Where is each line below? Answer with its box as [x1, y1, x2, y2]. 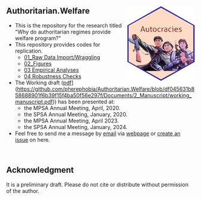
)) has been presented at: [53, 98, 115, 105]
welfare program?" [14, 34, 62, 42]
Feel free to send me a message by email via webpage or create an [14, 130, 181, 137]
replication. [14, 47, 43, 54]
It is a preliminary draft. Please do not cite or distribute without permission [6, 180, 188, 188]
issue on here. [14, 136, 50, 143]
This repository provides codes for [14, 41, 100, 48]
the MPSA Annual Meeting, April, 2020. [23, 104, 121, 111]
